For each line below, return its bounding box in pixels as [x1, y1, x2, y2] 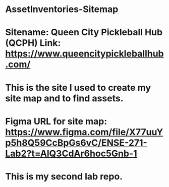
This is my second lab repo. [5, 170, 123, 182]
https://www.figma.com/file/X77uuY [5, 126, 163, 138]
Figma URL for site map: [5, 115, 107, 127]
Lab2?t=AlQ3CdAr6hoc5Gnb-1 [5, 148, 137, 159]
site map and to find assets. [5, 92, 124, 104]
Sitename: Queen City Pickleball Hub [5, 27, 163, 38]
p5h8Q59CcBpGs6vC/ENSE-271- [5, 137, 147, 148]
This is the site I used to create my [5, 82, 151, 93]
